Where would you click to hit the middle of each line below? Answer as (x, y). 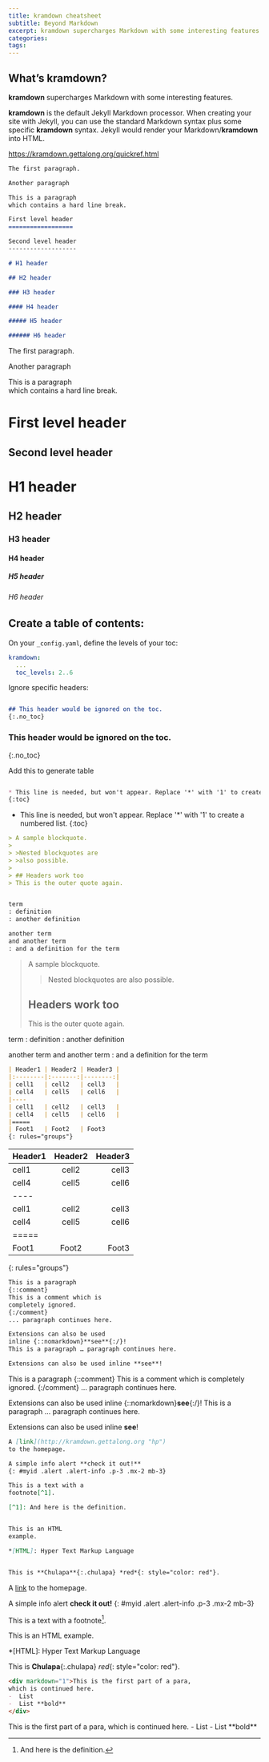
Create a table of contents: (76, 623)
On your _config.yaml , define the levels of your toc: (93, 643)
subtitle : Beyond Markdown (53, 23)
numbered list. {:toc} (54, 823)
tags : (17, 46)
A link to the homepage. (48, 1587)
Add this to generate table (51, 770)
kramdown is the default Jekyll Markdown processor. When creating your (130, 112)
